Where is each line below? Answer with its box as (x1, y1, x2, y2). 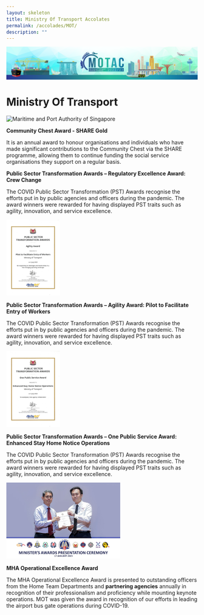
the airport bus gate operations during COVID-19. (6, 602, 129, 609)
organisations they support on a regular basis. (6, 158, 121, 165)
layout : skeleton (6, 10, 50, 16)
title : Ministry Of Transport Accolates (6, 16, 110, 22)
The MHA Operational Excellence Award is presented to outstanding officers (6, 576, 197, 583)
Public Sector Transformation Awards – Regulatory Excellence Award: (6, 170, 186, 177)
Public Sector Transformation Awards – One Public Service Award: (6, 432, 177, 440)
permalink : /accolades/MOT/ (6, 22, 78, 29)
